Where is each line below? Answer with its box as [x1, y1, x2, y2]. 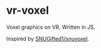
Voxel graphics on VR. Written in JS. [6, 23, 96, 31]
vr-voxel [6, 4, 49, 17]
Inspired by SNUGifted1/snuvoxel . [6, 35, 90, 42]
